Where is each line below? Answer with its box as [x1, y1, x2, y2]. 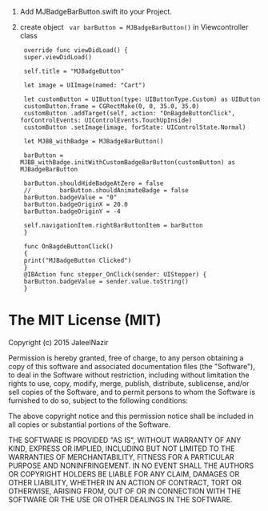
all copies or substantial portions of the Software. [8, 420, 170, 429]
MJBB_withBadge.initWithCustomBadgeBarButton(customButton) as [19, 159, 236, 167]
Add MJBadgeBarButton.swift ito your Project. [19, 7, 172, 16]
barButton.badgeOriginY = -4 [23, 207, 122, 215]
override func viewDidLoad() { [23, 46, 128, 54]
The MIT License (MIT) [8, 312, 162, 329]
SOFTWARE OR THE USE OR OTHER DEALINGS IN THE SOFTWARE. [8, 494, 233, 504]
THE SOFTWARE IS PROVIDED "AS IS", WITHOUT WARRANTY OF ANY [8, 435, 242, 445]
